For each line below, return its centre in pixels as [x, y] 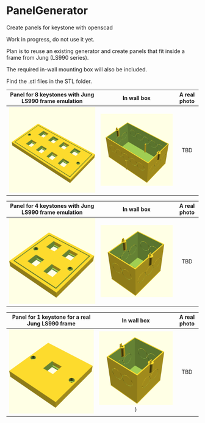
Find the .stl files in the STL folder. [49, 81]
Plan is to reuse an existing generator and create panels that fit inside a [95, 51]
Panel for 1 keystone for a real [51, 317]
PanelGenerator [47, 11]
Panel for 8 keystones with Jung [52, 94]
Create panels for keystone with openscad [59, 27]
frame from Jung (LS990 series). [48, 57]
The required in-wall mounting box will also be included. [77, 69]
